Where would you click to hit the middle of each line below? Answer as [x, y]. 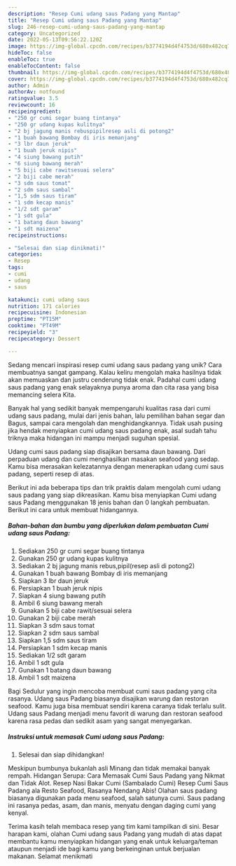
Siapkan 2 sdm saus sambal [58, 633]
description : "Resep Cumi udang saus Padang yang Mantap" [94, 14]
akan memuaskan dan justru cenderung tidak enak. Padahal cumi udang [112, 380]
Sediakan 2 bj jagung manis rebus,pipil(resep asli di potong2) [106, 565]
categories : [25, 254]
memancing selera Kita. [42, 394]
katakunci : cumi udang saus [49, 300]
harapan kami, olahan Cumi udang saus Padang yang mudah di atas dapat [115, 834]
